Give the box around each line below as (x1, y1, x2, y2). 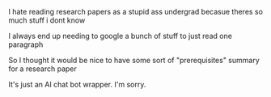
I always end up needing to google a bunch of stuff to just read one (8, 32, 233, 40)
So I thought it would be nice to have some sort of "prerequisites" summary (8, 56, 260, 65)
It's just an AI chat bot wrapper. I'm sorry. (8, 80, 146, 89)
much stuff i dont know (8, 15, 86, 25)
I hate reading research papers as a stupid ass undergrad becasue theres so (8, 7, 263, 16)
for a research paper (8, 64, 77, 74)
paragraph (8, 40, 44, 49)
